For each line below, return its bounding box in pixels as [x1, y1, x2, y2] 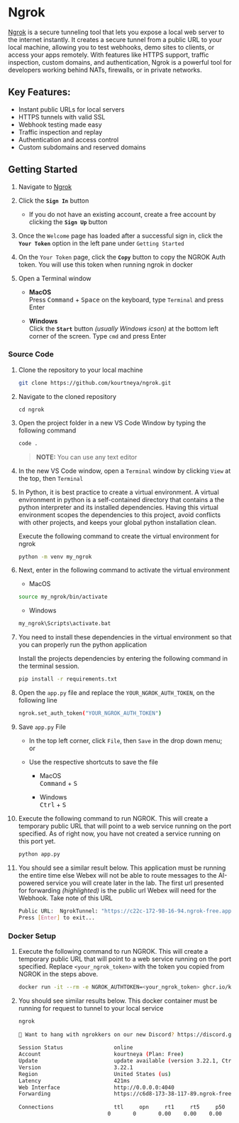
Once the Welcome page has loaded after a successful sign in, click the [18, 231, 223, 240]
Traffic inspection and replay [18, 127, 103, 136]
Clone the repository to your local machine [18, 366, 143, 374]
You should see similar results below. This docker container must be [18, 996, 218, 1005]
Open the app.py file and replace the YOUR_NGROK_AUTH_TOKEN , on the [18, 688, 216, 697]
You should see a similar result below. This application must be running [18, 863, 226, 872]
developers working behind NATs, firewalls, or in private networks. [8, 65, 203, 74]
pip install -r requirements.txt [18, 676, 118, 683]
